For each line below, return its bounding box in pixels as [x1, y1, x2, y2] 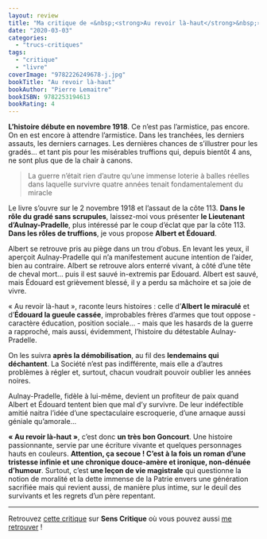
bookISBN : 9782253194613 [8, 93, 91, 101]
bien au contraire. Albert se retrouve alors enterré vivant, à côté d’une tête [8, 261, 251, 271]
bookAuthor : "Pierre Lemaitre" [8, 85, 112, 94]
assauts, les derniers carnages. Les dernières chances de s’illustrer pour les [8, 139, 258, 148]
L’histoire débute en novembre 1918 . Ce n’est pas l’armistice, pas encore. [8, 122, 250, 132]
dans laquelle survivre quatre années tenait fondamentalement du [27, 179, 244, 189]
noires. [8, 376, 31, 386]
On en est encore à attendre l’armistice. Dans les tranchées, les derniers [8, 130, 245, 140]
